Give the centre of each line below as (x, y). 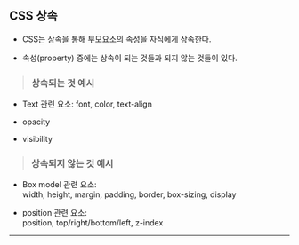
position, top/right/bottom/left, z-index (93, 223)
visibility (37, 139)
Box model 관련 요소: (59, 185)
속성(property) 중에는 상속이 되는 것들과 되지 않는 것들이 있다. (129, 58)
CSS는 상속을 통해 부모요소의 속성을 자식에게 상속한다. (117, 39)
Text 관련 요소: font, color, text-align (87, 104)
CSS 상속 (33, 16)
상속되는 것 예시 (63, 83)
